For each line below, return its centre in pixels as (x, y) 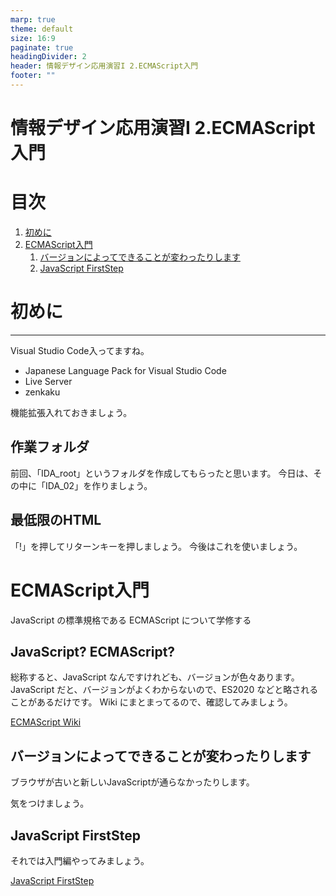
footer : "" (33, 76)
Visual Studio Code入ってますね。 (80, 350)
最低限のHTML (56, 520)
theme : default (42, 29)
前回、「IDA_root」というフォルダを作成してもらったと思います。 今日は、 (162, 473)
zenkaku (42, 392)
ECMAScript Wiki (46, 722)
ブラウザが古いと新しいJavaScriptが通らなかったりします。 (132, 782)
